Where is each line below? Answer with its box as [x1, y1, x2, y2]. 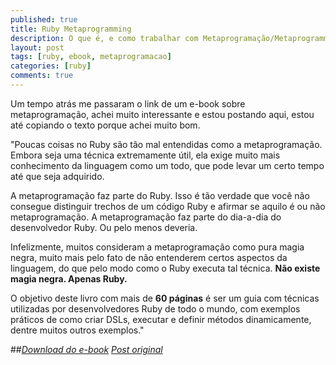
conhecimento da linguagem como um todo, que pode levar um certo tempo [10, 159, 325, 171]
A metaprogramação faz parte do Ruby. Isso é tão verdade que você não [10, 189, 310, 201]
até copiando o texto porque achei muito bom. [10, 119, 201, 131]
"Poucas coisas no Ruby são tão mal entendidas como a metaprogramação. [10, 138, 323, 150]
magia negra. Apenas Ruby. [10, 272, 128, 285]
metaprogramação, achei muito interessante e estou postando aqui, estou [10, 108, 315, 120]
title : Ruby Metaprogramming [10, 24, 132, 34]
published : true [10, 14, 78, 25]
